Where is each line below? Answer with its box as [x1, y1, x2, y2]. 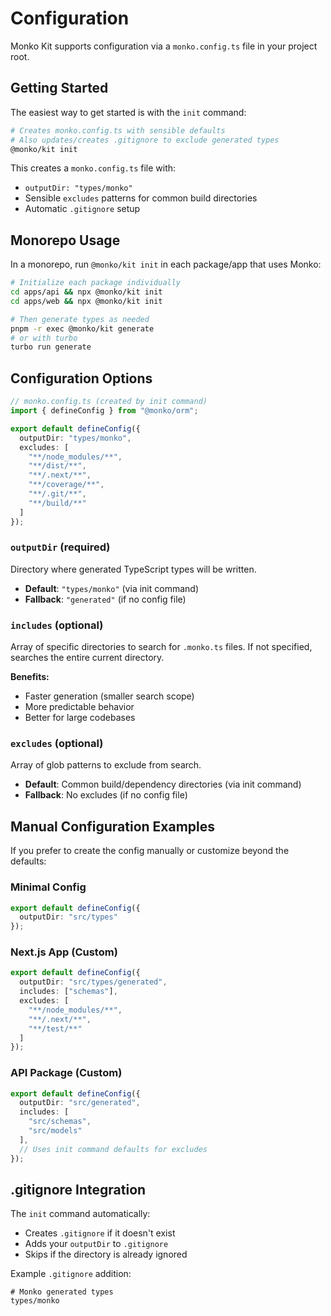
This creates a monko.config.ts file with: [10, 162, 177, 174]
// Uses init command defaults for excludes [19, 1144, 208, 1154]
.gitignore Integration [10, 1181, 147, 1198]
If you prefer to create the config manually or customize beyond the [10, 845, 290, 857]
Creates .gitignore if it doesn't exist [24, 1227, 176, 1239]
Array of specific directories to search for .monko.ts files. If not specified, [10, 641, 313, 653]
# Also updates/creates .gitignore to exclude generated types [10, 135, 280, 145]
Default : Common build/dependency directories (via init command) [24, 778, 302, 791]
